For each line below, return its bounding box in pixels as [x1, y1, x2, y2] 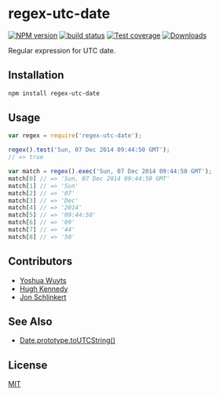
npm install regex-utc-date [8, 89, 100, 97]
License [8, 358, 48, 372]
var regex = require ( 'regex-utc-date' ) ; [8, 132, 143, 140]
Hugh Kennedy [19, 284, 68, 293]
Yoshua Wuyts [19, 275, 67, 285]
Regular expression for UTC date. [8, 45, 116, 55]
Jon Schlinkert [19, 292, 67, 302]
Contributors [8, 255, 73, 268]
